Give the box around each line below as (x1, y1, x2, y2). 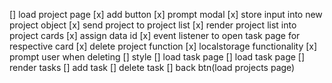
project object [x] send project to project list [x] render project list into (9, 19, 297, 31)
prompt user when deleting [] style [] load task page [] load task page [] (9, 51, 306, 63)
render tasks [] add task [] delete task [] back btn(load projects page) (9, 62, 296, 73)
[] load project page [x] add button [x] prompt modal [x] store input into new (9, 9, 323, 20)
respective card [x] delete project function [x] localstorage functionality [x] (9, 40, 318, 52)
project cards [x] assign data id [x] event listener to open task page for (9, 30, 301, 41)
